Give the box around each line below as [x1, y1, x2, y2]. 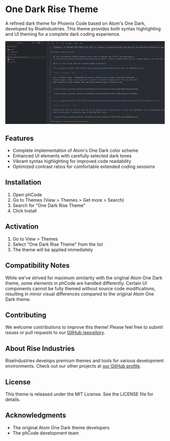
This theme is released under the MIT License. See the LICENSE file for [5, 391, 153, 397]
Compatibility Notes [5, 261, 70, 270]
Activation [5, 223, 39, 231]
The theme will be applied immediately [12, 246, 94, 252]
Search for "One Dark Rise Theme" [12, 202, 86, 208]
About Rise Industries [5, 344, 75, 352]
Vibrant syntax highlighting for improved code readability [12, 158, 132, 164]
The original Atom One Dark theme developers [12, 424, 110, 430]
